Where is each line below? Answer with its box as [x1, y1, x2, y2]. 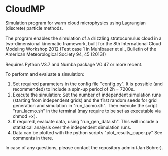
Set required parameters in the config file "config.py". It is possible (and [12, 81, 163, 87]
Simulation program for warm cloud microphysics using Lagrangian [5, 20, 146, 26]
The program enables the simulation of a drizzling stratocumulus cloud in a [5, 35, 162, 41]
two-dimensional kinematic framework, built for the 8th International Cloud [5, 40, 161, 46]
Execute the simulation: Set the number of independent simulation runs [12, 91, 161, 98]
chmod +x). [12, 113, 37, 119]
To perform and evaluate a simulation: [5, 71, 85, 77]
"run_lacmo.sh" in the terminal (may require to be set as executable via [12, 108, 161, 114]
